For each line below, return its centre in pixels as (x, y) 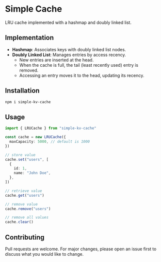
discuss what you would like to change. (44, 254)
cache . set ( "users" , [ (27, 159)
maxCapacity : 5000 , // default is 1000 (50, 142)
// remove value (21, 204)
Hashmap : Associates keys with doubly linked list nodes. (69, 49)
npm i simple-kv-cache (28, 102)
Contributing (25, 237)
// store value (20, 155)
